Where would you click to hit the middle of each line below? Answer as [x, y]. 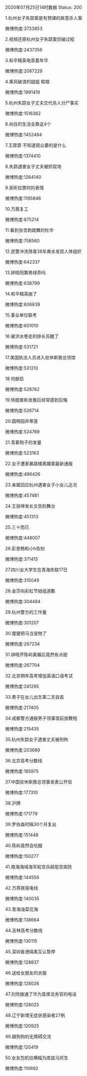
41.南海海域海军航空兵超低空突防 [39, 867]
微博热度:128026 [22, 983]
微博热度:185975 [22, 771]
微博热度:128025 [22, 1005]
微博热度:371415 [22, 559]
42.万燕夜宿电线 [22, 888]
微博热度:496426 [23, 474]
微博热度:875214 [22, 219]
